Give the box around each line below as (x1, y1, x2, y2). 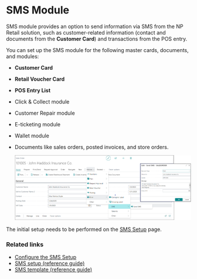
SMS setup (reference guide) (14, 260, 85, 267)
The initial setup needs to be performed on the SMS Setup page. (6, 226, 162, 233)
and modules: (6, 53, 39, 60)
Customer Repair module (14, 109, 75, 116)
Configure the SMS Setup (14, 253, 77, 260)
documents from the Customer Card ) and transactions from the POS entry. (6, 35, 188, 42)
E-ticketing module (14, 120, 60, 128)
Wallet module (14, 132, 50, 139)
